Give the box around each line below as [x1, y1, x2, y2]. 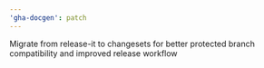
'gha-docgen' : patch [9, 13, 88, 23]
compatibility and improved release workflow [9, 47, 179, 59]
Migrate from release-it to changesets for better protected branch [9, 38, 256, 49]
